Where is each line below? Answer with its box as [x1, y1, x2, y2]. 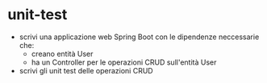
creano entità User [31, 49, 94, 58]
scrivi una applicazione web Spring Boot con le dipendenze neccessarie [19, 32, 260, 41]
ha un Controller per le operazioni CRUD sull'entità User [31, 57, 217, 67]
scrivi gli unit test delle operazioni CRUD [19, 65, 154, 75]
